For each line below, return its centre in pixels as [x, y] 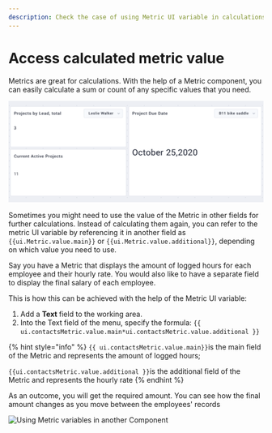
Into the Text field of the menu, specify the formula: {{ [110, 322]
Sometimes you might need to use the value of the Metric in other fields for [134, 215]
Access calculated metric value [117, 58]
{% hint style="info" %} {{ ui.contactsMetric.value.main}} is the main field [135, 347]
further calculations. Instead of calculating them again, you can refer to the [133, 224]
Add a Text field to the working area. [81, 314]
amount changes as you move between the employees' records [115, 404]
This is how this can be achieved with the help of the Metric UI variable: [127, 298]
